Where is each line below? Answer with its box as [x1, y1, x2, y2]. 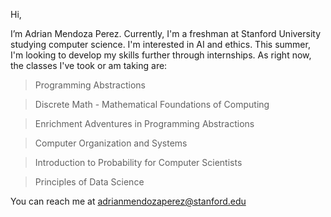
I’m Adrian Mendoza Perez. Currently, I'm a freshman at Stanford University [10, 28, 322, 39]
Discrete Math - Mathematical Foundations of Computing [34, 99, 270, 110]
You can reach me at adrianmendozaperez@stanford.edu [10, 195, 247, 207]
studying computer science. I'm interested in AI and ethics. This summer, [10, 39, 311, 50]
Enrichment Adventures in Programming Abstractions [34, 118, 255, 129]
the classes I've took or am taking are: [10, 60, 168, 71]
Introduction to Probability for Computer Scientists [34, 157, 243, 168]
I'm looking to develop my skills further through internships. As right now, [10, 49, 312, 61]
